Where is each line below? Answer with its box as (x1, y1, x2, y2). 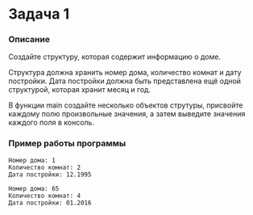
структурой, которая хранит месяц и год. (8, 85, 151, 95)
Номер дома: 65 (8, 184, 60, 192)
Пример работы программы (8, 138, 126, 150)
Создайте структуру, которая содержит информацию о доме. (8, 52, 222, 61)
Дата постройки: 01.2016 (8, 199, 92, 207)
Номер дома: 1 (8, 156, 56, 164)
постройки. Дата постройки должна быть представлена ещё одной (8, 76, 242, 86)
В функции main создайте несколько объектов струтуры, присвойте (8, 100, 243, 110)
